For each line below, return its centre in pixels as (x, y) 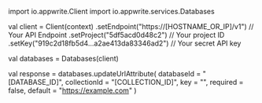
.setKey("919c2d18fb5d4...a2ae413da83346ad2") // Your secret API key (125, 43)
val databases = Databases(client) (64, 59)
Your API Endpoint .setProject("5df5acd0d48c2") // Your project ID (116, 35)
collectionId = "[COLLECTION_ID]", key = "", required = (155, 82)
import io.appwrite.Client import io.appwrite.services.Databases (111, 11)
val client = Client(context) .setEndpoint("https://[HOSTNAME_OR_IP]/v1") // (131, 26)
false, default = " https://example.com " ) (72, 90)
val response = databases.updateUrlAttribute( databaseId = (105, 74)
